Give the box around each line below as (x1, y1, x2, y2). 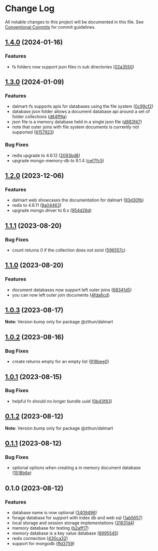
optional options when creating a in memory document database (12, 465, 141, 471)
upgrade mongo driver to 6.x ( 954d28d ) (12, 207, 92, 214)
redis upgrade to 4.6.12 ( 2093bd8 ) (12, 152, 81, 158)
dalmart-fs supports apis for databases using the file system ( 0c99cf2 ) (12, 103, 154, 109)
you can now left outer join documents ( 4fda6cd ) (12, 292, 110, 298)
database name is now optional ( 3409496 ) (12, 510, 98, 516)
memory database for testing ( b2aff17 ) (12, 525, 89, 531)
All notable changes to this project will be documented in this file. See (5, 19, 144, 25)
